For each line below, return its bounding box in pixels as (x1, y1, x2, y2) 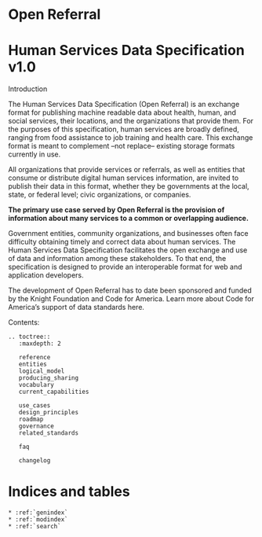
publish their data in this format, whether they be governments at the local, (8, 182, 249, 191)
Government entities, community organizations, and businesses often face (8, 229, 249, 238)
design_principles (18, 409, 79, 417)
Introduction (8, 84, 48, 94)
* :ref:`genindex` (8, 509, 68, 517)
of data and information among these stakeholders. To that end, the (8, 254, 227, 263)
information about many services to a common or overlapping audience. (8, 214, 249, 223)
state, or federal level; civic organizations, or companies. (8, 190, 191, 200)
